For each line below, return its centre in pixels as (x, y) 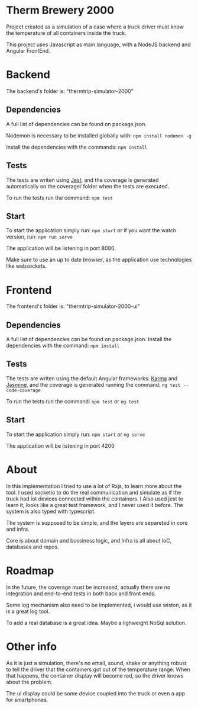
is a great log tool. (28, 611)
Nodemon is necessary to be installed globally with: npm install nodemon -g (99, 135)
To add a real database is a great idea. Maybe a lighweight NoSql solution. (96, 623)
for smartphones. (27, 700)
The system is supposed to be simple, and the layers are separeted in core (97, 522)
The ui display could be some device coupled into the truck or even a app (95, 693)
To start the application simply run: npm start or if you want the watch (91, 230)
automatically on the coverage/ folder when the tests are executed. (88, 186)
